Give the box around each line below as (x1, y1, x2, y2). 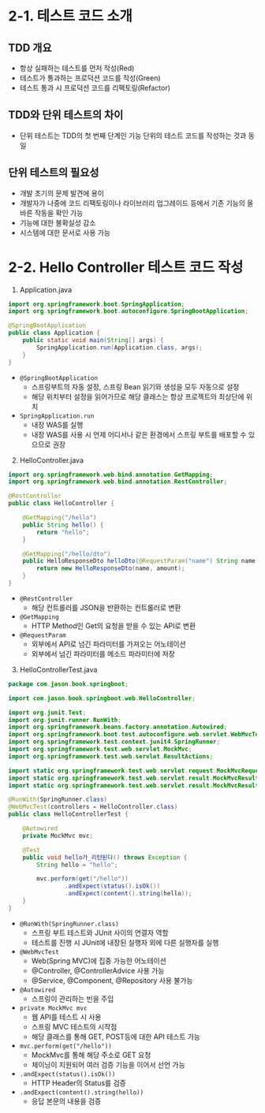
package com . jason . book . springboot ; (8, 679, 129, 688)
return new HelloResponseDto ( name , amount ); (36, 564, 185, 572)
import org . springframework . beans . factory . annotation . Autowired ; (8, 723, 227, 731)
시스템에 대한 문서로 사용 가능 (19, 228, 110, 237)
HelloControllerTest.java (19, 664, 98, 674)
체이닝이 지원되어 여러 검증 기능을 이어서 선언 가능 (31, 1059, 185, 1069)
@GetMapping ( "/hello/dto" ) (22, 549, 111, 558)
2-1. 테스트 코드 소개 (8, 7, 132, 25)
